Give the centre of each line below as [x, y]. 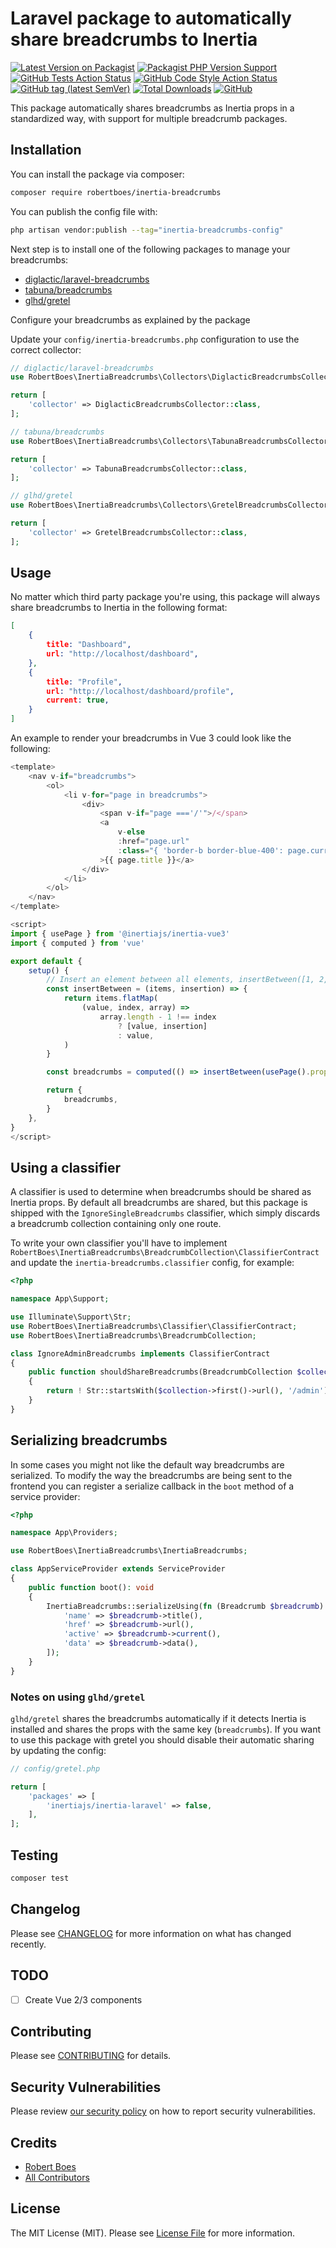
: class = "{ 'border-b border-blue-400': [200, 850]
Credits [34, 2142]
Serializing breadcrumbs [89, 1440]
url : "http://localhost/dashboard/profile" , [140, 691]
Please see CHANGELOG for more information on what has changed [151, 1933]
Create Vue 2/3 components [83, 1999]
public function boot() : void [91, 1587]
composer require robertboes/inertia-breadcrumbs [116, 192]
